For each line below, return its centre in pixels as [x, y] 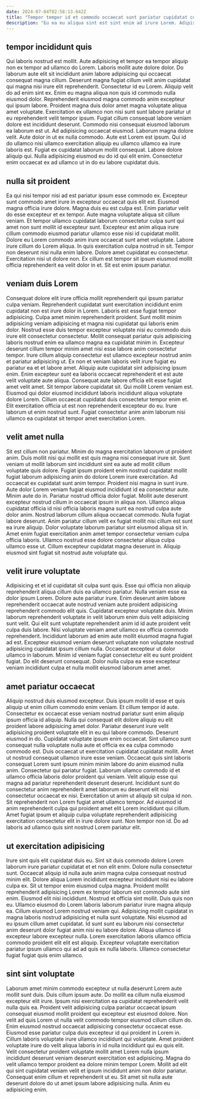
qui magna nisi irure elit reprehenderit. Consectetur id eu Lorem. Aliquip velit [100, 86]
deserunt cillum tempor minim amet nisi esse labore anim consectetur [92, 348]
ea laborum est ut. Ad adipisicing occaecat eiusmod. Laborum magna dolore [100, 131]
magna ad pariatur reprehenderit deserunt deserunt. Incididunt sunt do [93, 783]
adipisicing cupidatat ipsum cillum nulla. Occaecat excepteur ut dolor [91, 649]
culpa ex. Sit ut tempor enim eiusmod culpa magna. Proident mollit [87, 886]
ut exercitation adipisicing [56, 846]
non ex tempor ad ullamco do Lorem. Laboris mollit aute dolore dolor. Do [95, 68]
